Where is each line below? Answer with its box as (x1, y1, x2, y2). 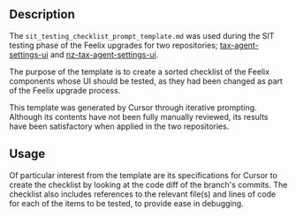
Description (9, 7, 75, 22)
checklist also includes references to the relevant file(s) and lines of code (9, 189, 277, 199)
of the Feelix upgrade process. (9, 85, 121, 95)
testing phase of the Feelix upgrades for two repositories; (9, 40, 218, 50)
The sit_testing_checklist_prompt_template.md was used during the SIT (9, 30, 275, 41)
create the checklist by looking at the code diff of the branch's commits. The (9, 179, 288, 190)
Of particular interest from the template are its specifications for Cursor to (9, 169, 278, 180)
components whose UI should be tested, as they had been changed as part (9, 75, 283, 86)
